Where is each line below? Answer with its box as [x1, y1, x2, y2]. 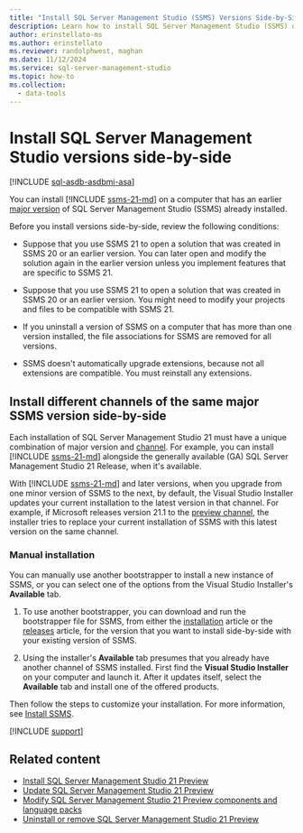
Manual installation [9, 549, 96, 561]
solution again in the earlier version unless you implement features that [22, 258, 287, 269]
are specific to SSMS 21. [22, 267, 114, 278]
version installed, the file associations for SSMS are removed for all [22, 331, 272, 342]
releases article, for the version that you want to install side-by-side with [22, 625, 291, 636]
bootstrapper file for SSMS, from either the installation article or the [22, 615, 273, 626]
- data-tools [17, 88, 67, 97]
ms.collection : [9, 80, 67, 89]
